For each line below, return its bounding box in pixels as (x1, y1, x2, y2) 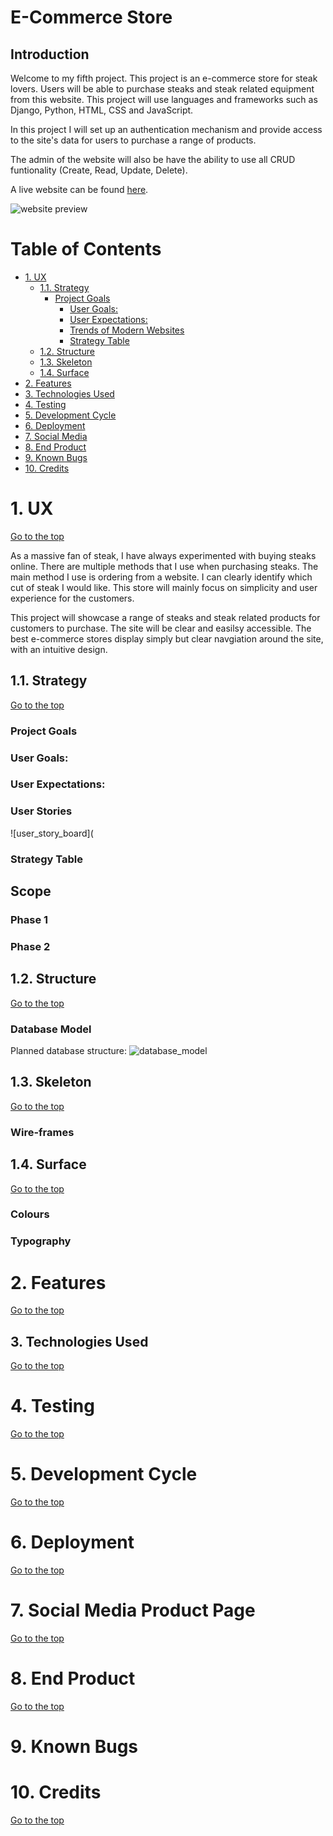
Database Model (10, 1022, 92, 1036)
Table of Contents (10, 238, 162, 261)
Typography (10, 1234, 72, 1248)
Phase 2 (10, 939, 51, 953)
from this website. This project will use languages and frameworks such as (10, 94, 318, 105)
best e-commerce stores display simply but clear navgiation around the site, (10, 632, 324, 645)
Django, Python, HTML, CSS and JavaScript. (10, 104, 194, 116)
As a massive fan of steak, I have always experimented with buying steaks (10, 549, 317, 561)
